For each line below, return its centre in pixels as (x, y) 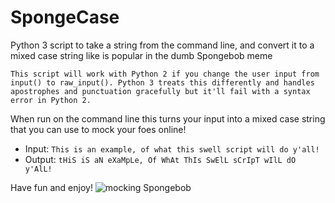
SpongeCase (65, 17)
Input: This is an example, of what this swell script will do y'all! (172, 148)
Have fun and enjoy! (51, 187)
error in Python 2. (51, 100)
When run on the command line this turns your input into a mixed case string (168, 118)
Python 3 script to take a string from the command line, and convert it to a (162, 45)
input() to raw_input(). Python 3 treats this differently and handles (162, 82)
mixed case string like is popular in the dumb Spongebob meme (141, 55)
